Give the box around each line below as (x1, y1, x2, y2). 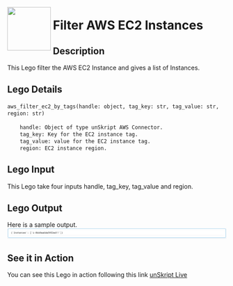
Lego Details (7, 84, 63, 95)
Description (53, 45, 105, 57)
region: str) (7, 110, 45, 117)
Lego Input (7, 164, 55, 175)
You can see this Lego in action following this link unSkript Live (7, 271, 188, 279)
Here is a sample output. (7, 221, 78, 229)
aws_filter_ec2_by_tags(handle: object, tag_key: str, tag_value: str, (7, 103, 219, 110)
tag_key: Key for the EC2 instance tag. (19, 131, 138, 138)
